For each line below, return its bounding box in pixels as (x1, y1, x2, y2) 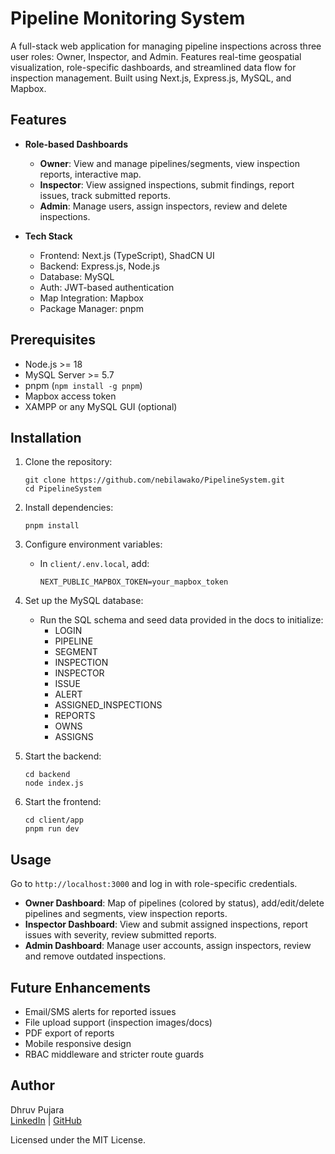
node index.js (24, 778, 84, 789)
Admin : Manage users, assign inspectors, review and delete (39, 200, 288, 212)
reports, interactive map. (39, 168, 142, 180)
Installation (10, 429, 82, 446)
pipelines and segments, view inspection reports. (24, 908, 228, 920)
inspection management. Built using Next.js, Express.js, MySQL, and (10, 72, 292, 84)
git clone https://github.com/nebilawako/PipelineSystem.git (24, 475, 286, 486)
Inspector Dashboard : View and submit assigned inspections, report (24, 918, 308, 931)
